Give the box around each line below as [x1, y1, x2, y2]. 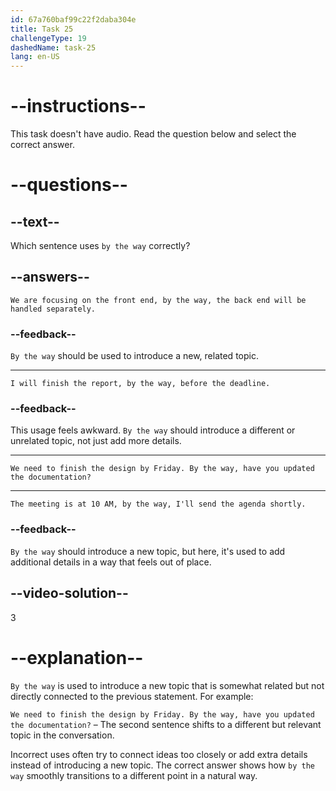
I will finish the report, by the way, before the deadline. [10, 379, 271, 389]
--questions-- [10, 174, 128, 196]
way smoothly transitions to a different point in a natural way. [10, 769, 258, 781]
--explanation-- [10, 646, 144, 669]
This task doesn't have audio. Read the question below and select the [10, 128, 297, 140]
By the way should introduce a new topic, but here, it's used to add [10, 545, 286, 557]
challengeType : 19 [10, 33, 87, 43]
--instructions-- [10, 95, 147, 118]
